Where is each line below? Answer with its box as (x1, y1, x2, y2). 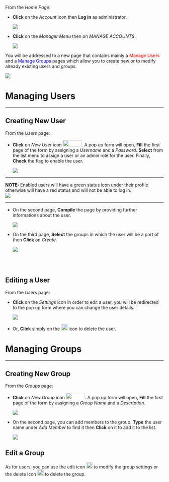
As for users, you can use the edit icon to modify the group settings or (5, 464, 158, 470)
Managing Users (5, 90, 76, 102)
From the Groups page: (5, 383, 53, 389)
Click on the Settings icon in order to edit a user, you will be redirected (12, 299, 159, 305)
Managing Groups (5, 343, 82, 355)
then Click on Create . (12, 237, 57, 243)
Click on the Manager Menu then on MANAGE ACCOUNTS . (12, 33, 136, 39)
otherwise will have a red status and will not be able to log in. (5, 187, 132, 193)
